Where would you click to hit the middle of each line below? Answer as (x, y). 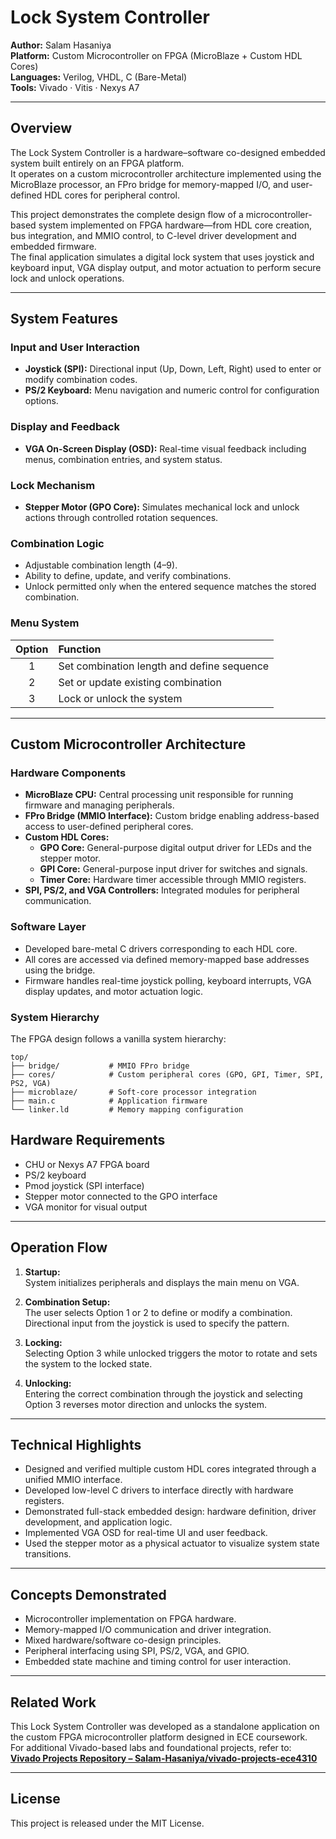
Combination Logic (57, 543)
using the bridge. (60, 970)
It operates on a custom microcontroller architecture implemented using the (166, 173)
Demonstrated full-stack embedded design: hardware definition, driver (170, 1512)
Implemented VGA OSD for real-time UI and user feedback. (146, 1533)
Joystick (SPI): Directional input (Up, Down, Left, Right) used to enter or (173, 369)
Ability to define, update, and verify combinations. (128, 576)
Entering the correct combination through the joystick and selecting (163, 1393)
